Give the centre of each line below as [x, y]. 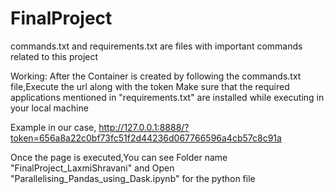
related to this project [54, 56]
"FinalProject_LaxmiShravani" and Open [92, 168]
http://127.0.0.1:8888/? [144, 127]
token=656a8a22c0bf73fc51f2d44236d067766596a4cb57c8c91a [146, 138]
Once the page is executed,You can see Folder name [119, 157]
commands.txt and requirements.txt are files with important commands [156, 46]
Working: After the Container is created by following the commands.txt [156, 76]
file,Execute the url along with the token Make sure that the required [150, 86]
